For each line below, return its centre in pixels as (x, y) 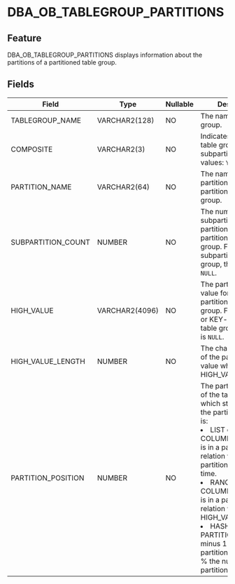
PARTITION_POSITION (48, 477)
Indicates (215, 136)
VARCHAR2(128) (126, 120)
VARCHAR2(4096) (128, 311)
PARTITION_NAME (41, 186)
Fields (21, 84)
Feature (24, 38)
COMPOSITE (32, 149)
